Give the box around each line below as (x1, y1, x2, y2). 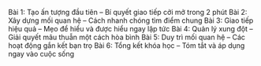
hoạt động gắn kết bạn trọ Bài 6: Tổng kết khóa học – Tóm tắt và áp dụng (8, 41, 245, 50)
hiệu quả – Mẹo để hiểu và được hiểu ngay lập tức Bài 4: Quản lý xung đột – (8, 24, 254, 33)
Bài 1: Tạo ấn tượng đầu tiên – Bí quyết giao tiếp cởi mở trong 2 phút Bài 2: (8, 8, 248, 16)
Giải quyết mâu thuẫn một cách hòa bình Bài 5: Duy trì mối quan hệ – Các (8, 32, 246, 42)
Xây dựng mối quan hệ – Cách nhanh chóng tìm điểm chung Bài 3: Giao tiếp (8, 16, 254, 25)
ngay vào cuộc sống (8, 49, 75, 58)
